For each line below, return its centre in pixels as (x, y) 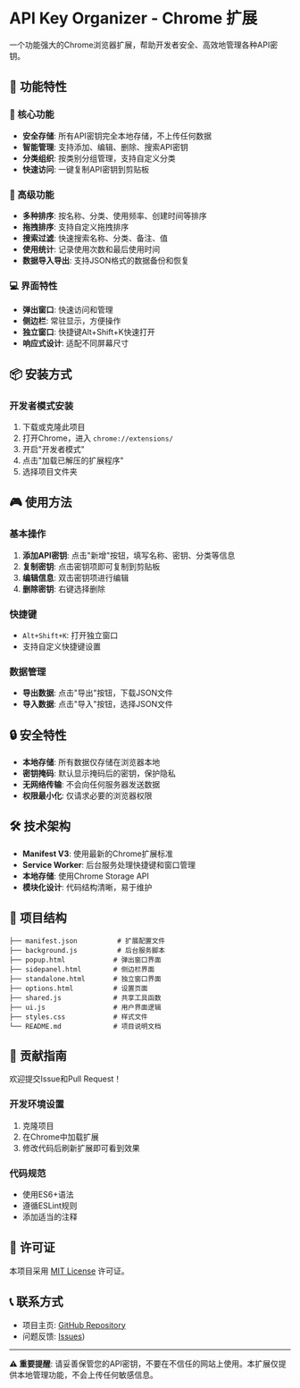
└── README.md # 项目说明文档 (85, 1026)
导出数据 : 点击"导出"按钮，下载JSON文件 (98, 693)
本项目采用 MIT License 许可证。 (69, 1271)
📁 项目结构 (38, 918)
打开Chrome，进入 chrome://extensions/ (98, 438)
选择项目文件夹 (50, 471)
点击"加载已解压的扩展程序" (73, 460)
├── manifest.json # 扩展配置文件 (87, 941)
